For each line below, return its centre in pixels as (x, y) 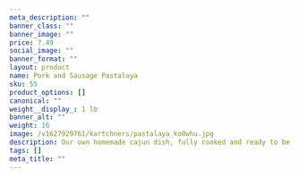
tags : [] (26, 150)
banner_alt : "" (38, 117)
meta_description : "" (50, 17)
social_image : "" (42, 51)
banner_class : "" (42, 26)
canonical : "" (36, 101)
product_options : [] (48, 92)
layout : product (39, 68)
